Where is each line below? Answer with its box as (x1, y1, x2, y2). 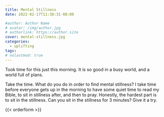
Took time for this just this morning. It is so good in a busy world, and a (5, 66, 150, 72)
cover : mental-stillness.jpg (5, 35, 65, 39)
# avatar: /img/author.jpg (5, 25, 61, 30)
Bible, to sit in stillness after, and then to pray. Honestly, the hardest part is (5, 92, 157, 98)
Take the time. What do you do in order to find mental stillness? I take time (5, 81, 157, 87)
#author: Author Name (5, 21, 50, 26)
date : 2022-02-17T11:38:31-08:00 (5, 12, 74, 17)
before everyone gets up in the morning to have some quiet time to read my (5, 86, 160, 92)
